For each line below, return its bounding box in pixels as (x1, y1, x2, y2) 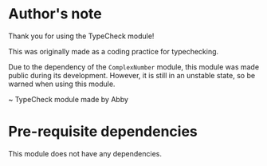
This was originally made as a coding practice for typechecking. (8, 46, 219, 56)
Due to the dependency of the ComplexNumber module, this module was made (8, 61, 260, 72)
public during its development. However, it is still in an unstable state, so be (8, 70, 256, 80)
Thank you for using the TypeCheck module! (8, 31, 155, 41)
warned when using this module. (8, 79, 116, 89)
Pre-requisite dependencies (8, 123, 198, 140)
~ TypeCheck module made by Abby (8, 94, 129, 104)
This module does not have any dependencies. (8, 148, 162, 158)
